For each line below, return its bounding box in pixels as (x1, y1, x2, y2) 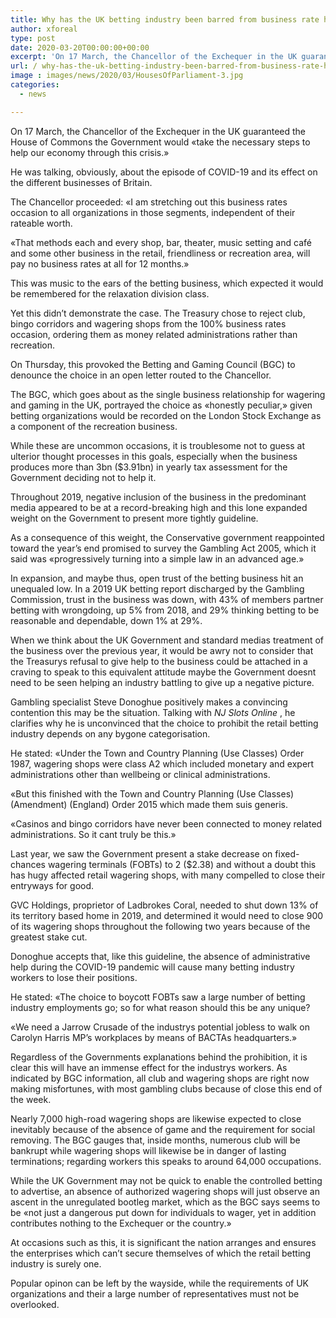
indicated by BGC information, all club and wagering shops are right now (10, 1072, 310, 1084)
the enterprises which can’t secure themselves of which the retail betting (10, 1247, 312, 1259)
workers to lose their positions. (10, 971, 138, 983)
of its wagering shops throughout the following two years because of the (10, 920, 311, 932)
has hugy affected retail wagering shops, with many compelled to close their (10, 869, 326, 881)
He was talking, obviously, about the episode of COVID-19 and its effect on (10, 166, 318, 178)
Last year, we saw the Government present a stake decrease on (10, 847, 273, 860)
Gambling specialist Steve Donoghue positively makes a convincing (10, 696, 288, 708)
